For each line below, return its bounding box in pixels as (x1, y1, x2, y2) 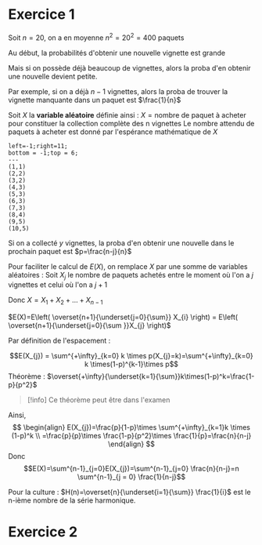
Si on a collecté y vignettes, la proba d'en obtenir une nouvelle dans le (8, 238, 235, 248)
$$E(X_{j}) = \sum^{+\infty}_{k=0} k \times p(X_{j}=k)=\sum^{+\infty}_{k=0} (9, 351, 253, 361)
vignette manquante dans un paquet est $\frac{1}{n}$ (8, 95, 181, 104)
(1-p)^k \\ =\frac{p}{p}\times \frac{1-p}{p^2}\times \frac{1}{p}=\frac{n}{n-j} (11, 431, 252, 441)
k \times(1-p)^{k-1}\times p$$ (84, 359, 178, 369)
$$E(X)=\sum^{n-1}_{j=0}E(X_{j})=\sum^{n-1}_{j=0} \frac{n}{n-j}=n (23, 464, 240, 474)
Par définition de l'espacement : (8, 336, 111, 346)
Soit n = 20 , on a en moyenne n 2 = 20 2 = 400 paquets (8, 31, 185, 42)
